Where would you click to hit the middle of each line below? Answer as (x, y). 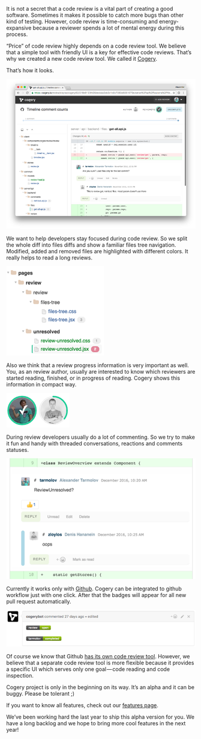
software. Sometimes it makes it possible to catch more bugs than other (95, 15)
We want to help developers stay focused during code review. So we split (97, 239)
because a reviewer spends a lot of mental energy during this (109, 28)
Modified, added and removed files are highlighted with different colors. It (97, 252)
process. (17, 34)
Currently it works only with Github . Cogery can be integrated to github (94, 589)
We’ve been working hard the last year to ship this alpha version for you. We (100, 717)
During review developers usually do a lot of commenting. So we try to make (100, 437)
